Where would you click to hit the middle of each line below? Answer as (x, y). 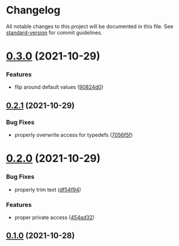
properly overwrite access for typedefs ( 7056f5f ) (73, 135)
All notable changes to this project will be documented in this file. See (90, 26)
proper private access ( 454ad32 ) (55, 217)
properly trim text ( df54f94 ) (48, 189)
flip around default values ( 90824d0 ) (59, 87)
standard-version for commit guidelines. (54, 32)
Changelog (33, 10)
